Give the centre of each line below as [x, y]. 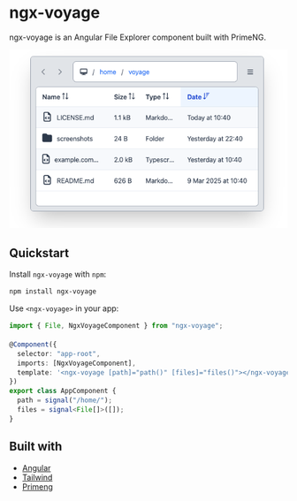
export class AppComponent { [63, 391]
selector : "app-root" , [59, 353]
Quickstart [39, 253]
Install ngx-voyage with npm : [58, 274]
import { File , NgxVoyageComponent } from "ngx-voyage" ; [116, 326]
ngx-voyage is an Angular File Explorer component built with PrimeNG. [138, 37]
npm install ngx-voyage [53, 292]
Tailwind [37, 477]
